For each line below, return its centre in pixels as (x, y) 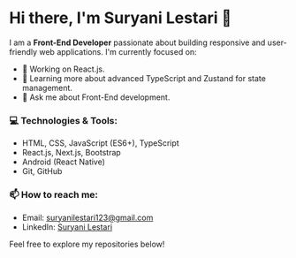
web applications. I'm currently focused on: (118, 51)
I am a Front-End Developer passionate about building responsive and (137, 42)
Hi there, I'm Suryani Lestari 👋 (121, 18)
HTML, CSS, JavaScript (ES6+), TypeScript (100, 143)
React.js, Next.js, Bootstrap (71, 153)
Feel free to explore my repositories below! (87, 244)
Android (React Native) (64, 162)
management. (47, 87)
